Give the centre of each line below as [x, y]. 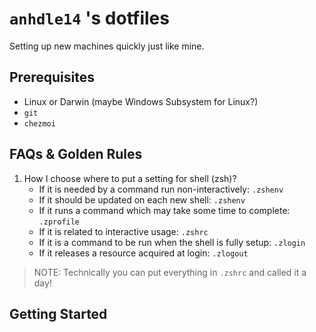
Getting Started [58, 313]
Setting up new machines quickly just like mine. [107, 46]
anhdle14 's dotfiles [89, 18]
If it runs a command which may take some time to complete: [164, 210]
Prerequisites [52, 77]
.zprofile [59, 222]
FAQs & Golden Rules [76, 154]
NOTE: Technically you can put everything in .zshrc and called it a [170, 272]
